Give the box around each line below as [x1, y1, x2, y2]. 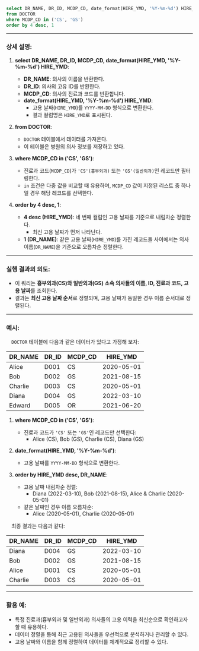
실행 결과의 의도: [6, 265, 50, 273]
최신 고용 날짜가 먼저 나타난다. [32, 228, 102, 235]
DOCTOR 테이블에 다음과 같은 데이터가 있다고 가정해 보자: [11, 339, 140, 346]
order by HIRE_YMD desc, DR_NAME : [14, 471, 108, 478]
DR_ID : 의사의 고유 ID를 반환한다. [23, 83, 101, 90]
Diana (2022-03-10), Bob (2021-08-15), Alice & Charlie [32, 490, 166, 497]
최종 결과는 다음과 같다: [11, 523, 65, 530]
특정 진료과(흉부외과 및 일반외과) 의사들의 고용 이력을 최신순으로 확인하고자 [14, 615, 188, 623]
